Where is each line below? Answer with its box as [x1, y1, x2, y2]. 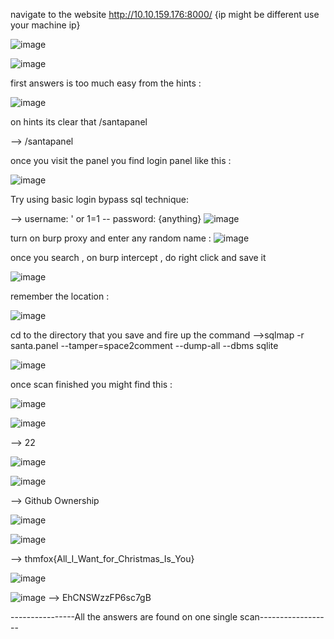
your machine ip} [10, 19, 81, 31]
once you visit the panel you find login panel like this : [10, 155, 232, 166]
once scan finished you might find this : [10, 379, 173, 390]
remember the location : [10, 290, 110, 302]
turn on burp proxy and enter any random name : [10, 232, 212, 244]
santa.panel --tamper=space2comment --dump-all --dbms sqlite [10, 340, 279, 351]
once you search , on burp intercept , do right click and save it [10, 252, 267, 263]
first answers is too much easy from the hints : [10, 77, 202, 89]
